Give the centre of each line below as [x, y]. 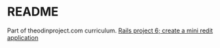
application [23, 37]
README [33, 12]
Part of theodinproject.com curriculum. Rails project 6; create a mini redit [110, 30]
